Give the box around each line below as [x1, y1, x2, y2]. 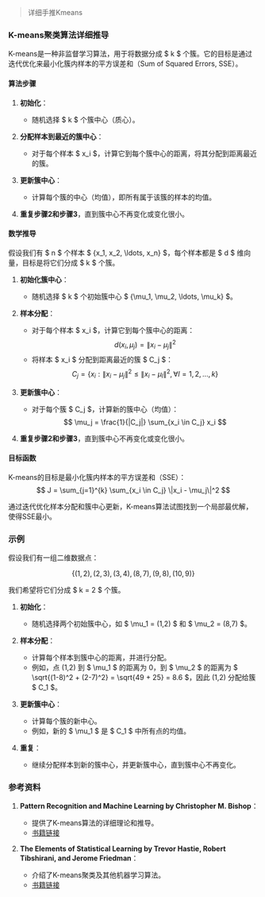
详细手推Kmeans [27, 8, 83, 17]
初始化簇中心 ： [19, 274, 69, 284]
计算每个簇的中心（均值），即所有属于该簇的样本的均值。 [31, 192, 217, 202]
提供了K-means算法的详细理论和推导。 [31, 818, 159, 828]
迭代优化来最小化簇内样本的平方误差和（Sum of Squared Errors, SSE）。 [8, 59, 243, 68]
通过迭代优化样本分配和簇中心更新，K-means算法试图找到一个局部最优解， [8, 501, 253, 511]
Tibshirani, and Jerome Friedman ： [19, 853, 139, 863]
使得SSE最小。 [8, 512, 57, 521]
